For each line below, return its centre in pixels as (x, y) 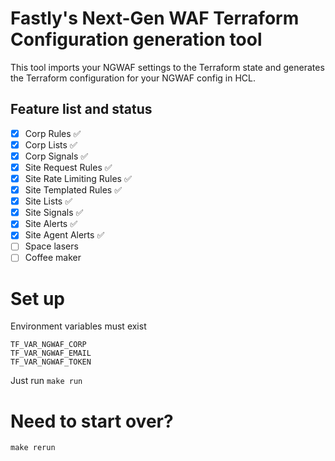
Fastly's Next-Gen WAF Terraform (155, 18)
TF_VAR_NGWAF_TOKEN (51, 362)
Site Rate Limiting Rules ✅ (78, 178)
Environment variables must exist (78, 326)
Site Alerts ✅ (51, 224)
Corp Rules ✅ (53, 133)
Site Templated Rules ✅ (73, 190)
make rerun (33, 448)
